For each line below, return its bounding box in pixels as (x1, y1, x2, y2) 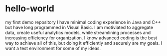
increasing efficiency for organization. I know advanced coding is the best (5, 35, 158, 41)
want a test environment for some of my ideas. (5, 45, 101, 51)
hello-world (5, 3, 55, 14)
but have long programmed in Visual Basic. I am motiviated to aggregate (5, 24, 154, 30)
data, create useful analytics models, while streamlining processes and (5, 29, 151, 35)
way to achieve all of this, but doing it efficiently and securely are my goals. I (5, 40, 163, 46)
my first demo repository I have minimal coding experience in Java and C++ (5, 19, 161, 25)
